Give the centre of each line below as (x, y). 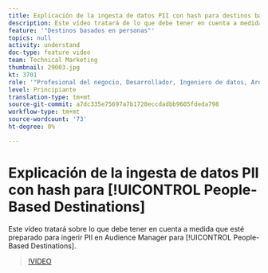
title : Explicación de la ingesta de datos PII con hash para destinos (130, 16)
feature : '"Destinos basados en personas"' (82, 30)
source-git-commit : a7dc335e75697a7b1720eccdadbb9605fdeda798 (114, 104)
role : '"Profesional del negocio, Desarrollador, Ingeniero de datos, (128, 82)
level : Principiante (43, 90)
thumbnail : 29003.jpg (44, 68)
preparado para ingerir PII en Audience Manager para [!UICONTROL (120, 237)
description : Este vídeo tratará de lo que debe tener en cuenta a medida (135, 23)
